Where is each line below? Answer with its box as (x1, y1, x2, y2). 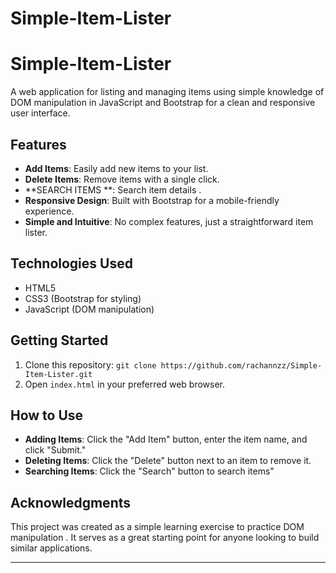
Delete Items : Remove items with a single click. (24, 173, 220, 185)
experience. (24, 205, 75, 217)
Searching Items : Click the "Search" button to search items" (24, 465, 275, 477)
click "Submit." (24, 444, 87, 456)
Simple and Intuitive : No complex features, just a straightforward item (24, 215, 314, 227)
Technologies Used (10, 255, 133, 272)
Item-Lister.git (24, 369, 93, 379)
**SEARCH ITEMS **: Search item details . (24, 183, 202, 196)
